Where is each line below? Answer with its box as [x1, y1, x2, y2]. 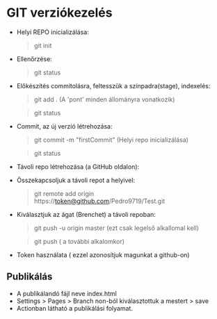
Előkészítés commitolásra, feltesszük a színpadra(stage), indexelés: [16, 81, 211, 90]
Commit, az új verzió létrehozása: [16, 122, 113, 130]
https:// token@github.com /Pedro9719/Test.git [33, 197, 166, 205]
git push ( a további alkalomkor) [33, 237, 125, 245]
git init [33, 41, 52, 49]
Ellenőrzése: [16, 54, 53, 63]
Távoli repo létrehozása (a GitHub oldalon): [16, 162, 140, 171]
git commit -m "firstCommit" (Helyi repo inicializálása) [33, 136, 189, 144]
